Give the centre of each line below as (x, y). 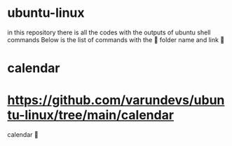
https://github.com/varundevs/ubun (116, 100)
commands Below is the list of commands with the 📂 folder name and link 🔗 (116, 39)
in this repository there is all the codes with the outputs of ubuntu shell (109, 32)
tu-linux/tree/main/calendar (90, 115)
